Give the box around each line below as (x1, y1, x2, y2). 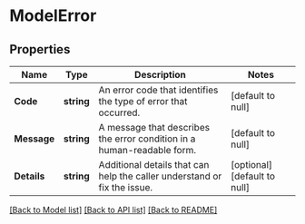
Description (134, 69, 186, 81)
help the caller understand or (98, 170, 222, 182)
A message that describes (98, 122, 211, 133)
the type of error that (98, 95, 188, 107)
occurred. (98, 106, 141, 119)
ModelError (9, 5, 97, 26)
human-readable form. (98, 144, 197, 156)
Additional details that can (98, 159, 210, 170)
